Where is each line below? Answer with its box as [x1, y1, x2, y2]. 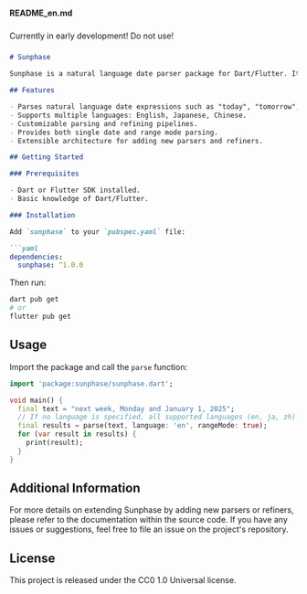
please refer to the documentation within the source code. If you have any [9, 514, 288, 525]
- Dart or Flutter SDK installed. [9, 186, 142, 196]
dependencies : [9, 252, 64, 261]
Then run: [9, 277, 47, 288]
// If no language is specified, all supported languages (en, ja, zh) [17, 412, 297, 422]
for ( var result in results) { [17, 430, 137, 439]
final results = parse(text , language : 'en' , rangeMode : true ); [17, 421, 268, 430]
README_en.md [9, 7, 73, 18]
